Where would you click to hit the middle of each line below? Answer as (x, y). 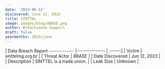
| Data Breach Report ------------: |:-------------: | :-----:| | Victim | (74, 51)
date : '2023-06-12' (25, 10)
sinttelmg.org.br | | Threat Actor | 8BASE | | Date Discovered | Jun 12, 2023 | (83, 56)
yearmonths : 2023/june (28, 37)
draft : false (19, 32)
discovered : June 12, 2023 (33, 14)
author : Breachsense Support (35, 28)
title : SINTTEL (21, 19)
